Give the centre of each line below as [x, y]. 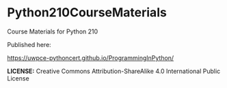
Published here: [29, 44]
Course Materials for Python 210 [53, 31]
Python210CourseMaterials [87, 13]
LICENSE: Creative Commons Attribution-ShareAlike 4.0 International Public [114, 71]
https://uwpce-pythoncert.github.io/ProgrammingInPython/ [91, 58]
